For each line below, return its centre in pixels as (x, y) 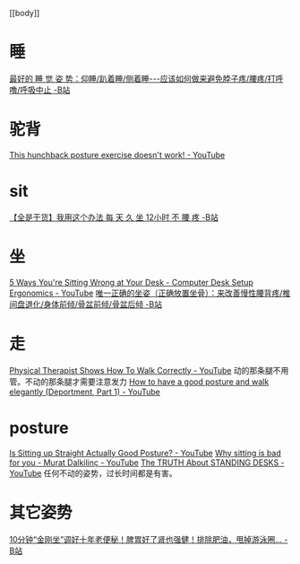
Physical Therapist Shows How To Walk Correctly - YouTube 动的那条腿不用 (149, 370)
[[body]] (25, 13)
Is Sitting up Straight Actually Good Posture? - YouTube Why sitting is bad (146, 453)
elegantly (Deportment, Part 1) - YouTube (85, 392)
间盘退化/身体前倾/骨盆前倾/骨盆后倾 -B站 (86, 304)
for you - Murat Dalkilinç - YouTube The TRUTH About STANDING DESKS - (147, 463)
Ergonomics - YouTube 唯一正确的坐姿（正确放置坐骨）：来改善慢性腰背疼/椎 (150, 293)
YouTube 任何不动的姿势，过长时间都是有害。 (93, 473)
